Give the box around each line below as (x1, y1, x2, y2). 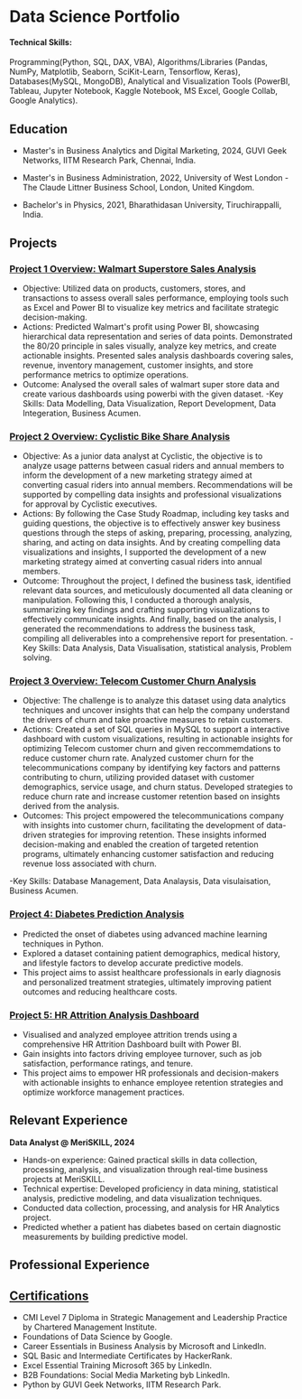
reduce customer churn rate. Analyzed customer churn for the (22, 752, 254, 764)
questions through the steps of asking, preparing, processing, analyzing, (22, 527, 293, 538)
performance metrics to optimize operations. (22, 368, 189, 380)
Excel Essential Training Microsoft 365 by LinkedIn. (22, 1360, 212, 1371)
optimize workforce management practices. (22, 1087, 185, 1098)
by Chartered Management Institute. (22, 1321, 158, 1333)
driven (22, 829, 47, 841)
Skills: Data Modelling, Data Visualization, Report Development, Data (22, 397, 277, 408)
